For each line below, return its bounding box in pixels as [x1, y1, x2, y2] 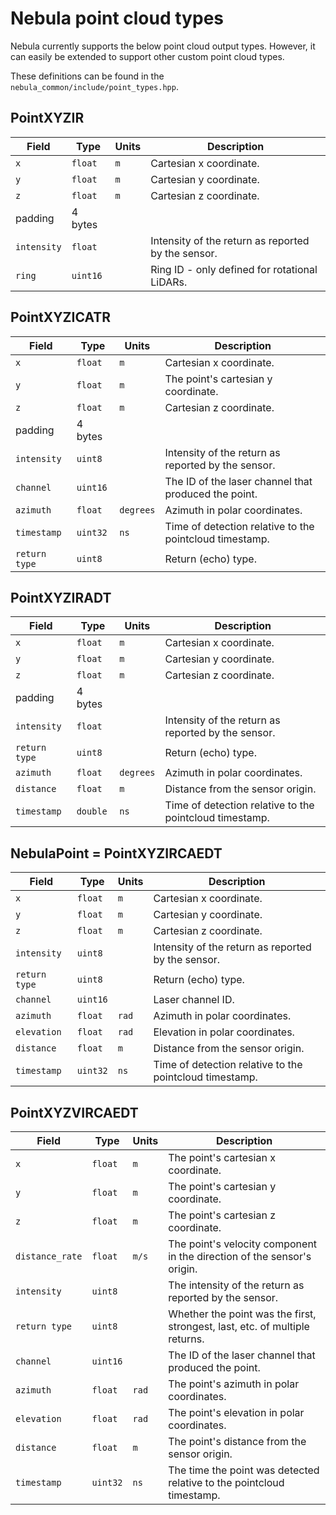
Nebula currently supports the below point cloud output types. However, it [10, 40, 316, 52]
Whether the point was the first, [168, 1307, 317, 1321]
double [76, 806, 108, 817]
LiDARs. [150, 275, 188, 289]
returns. [168, 1332, 205, 1346]
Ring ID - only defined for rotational [150, 262, 318, 276]
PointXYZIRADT [10, 589, 112, 606]
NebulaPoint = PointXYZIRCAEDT [10, 845, 223, 862]
